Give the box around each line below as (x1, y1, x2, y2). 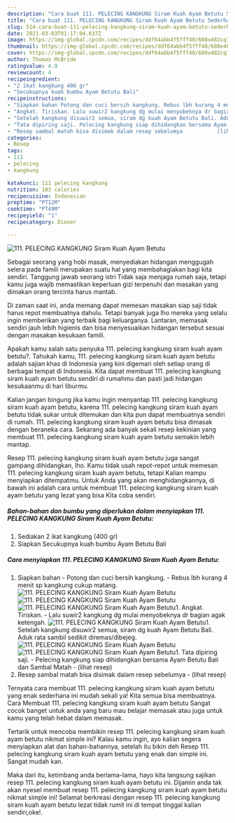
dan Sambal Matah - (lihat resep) (17, 662, 113, 671)
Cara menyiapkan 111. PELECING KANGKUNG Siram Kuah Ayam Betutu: (7, 556, 220, 564)
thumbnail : (7, 43, 39, 50)
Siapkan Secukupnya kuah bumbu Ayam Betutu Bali (17, 540, 166, 548)
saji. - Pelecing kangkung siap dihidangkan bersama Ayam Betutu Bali (17, 655, 219, 664)
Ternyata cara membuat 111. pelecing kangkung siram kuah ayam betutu (7, 683, 215, 692)
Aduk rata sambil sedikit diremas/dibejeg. (17, 633, 138, 641)
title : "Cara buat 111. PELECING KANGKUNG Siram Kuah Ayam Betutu (7, 17, 205, 24)
